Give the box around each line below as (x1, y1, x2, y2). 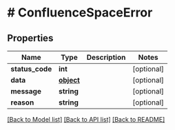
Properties (7, 32, 54, 44)
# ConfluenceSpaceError (7, 5, 153, 21)
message (10, 87, 41, 96)
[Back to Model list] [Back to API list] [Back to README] (7, 116, 165, 123)
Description (86, 53, 126, 62)
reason (10, 98, 34, 107)
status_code (10, 64, 52, 74)
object (58, 76, 81, 85)
